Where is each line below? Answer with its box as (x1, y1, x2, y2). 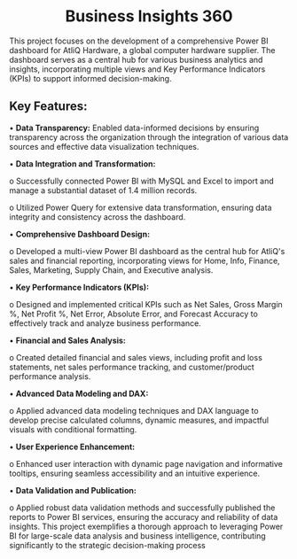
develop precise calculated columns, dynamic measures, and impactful (9, 415, 269, 425)
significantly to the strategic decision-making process (9, 540, 207, 550)
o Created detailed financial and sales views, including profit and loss (9, 352, 263, 362)
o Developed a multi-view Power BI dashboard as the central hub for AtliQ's (9, 245, 285, 256)
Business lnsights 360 (65, 6, 233, 27)
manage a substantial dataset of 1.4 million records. (9, 184, 198, 196)
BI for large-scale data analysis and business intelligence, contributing (9, 530, 266, 541)
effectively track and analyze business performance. (9, 317, 201, 329)
